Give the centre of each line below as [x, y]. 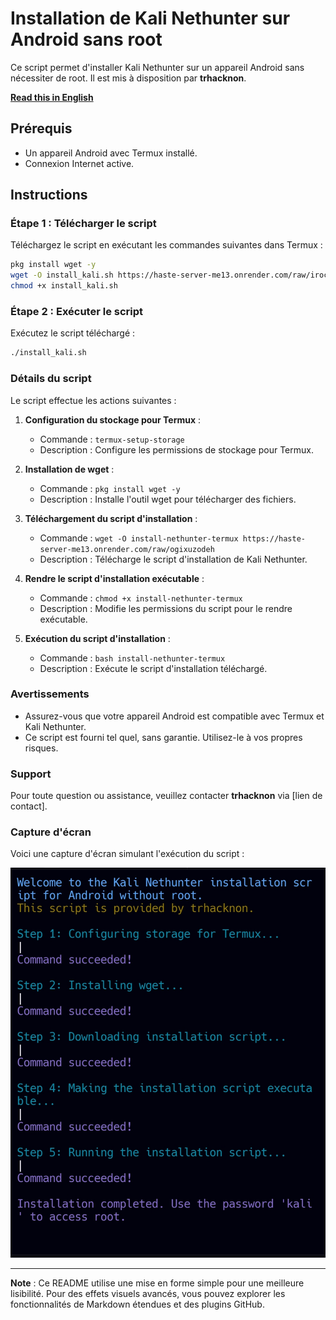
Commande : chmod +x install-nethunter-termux [141, 598]
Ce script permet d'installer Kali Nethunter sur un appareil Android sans [157, 67]
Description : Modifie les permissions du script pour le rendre [166, 608]
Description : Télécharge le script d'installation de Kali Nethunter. [173, 559]
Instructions [49, 195]
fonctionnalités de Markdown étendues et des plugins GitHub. [137, 1304]
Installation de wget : [69, 469]
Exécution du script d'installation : [97, 638]
